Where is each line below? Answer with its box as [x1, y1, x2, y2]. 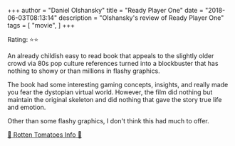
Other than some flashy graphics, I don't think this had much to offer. [7, 117, 209, 125]
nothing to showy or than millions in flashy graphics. [7, 67, 160, 75]
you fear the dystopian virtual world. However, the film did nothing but [7, 88, 213, 96]
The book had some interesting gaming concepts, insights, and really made [7, 81, 229, 89]
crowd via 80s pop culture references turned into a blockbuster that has [7, 60, 219, 67]
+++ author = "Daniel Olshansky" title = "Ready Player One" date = [7, 6, 204, 14]
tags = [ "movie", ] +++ [7, 21, 75, 29]
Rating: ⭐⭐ [7, 35, 39, 43]
